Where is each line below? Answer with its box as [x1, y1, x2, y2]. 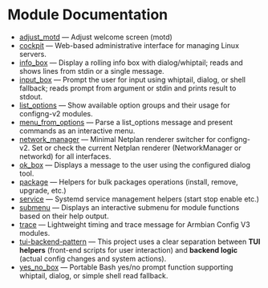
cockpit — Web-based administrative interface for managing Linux [18, 40, 240, 50]
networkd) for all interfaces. [18, 151, 112, 161]
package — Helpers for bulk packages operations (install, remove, [18, 176, 238, 186]
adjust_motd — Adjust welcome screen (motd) [18, 32, 173, 42]
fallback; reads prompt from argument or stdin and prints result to [18, 83, 237, 93]
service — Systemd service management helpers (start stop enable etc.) [18, 194, 260, 204]
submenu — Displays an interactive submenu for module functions [18, 202, 240, 212]
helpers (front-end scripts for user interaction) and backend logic [18, 245, 238, 254]
